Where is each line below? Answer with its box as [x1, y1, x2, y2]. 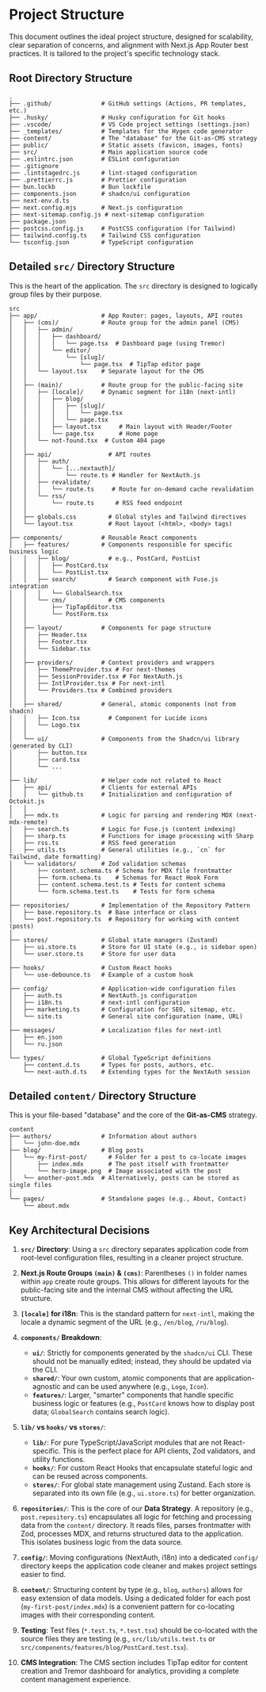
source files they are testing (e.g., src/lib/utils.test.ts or [20, 1634, 216, 1644]
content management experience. [20, 1675, 131, 1684]
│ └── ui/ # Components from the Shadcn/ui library [9, 735, 240, 743]
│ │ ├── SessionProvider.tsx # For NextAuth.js [9, 672, 183, 680]
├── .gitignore [9, 162, 59, 170]
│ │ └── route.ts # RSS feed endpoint [9, 499, 183, 507]
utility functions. [32, 1455, 85, 1464]
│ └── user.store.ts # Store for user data [9, 950, 177, 958]
